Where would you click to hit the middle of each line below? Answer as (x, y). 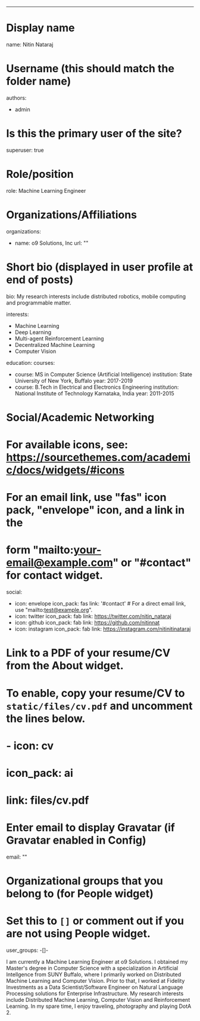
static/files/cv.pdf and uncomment (99, 706)
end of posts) (40, 280)
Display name (40, 28)
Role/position (40, 174)
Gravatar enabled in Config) (76, 840)
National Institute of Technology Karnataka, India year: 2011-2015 (94, 393)
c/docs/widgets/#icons (65, 470)
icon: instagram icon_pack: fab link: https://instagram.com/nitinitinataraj (103, 629)
